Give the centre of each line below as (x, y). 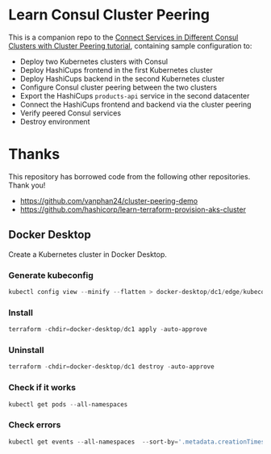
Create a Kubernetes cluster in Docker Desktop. (88, 254)
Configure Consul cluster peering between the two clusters (119, 87)
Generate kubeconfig (51, 275)
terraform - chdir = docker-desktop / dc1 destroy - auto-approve (112, 367)
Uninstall (26, 350)
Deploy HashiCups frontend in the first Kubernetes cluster (116, 69)
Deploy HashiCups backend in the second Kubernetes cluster (122, 78)
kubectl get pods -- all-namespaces (68, 404)
